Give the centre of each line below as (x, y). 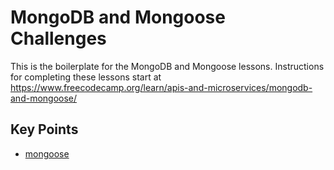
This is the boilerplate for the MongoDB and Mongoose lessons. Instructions (167, 66)
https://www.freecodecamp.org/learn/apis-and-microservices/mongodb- (161, 87)
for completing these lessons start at (86, 77)
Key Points (44, 129)
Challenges (58, 38)
